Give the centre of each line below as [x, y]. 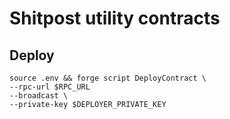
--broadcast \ [39, 96]
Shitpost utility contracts [115, 18]
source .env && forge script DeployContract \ [108, 78]
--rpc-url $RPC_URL [50, 87]
